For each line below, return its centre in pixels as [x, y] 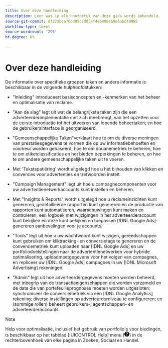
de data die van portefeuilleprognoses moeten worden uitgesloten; [81, 288]
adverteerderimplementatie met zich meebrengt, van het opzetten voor [86, 117]
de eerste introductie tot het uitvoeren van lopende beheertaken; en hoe [87, 123]
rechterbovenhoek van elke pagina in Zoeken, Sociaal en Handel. [72, 340]
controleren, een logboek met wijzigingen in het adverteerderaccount [84, 215]
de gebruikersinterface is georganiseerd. [54, 128]
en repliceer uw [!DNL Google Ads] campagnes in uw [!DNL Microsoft [85, 262]
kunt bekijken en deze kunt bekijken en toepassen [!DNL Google [79, 220]
